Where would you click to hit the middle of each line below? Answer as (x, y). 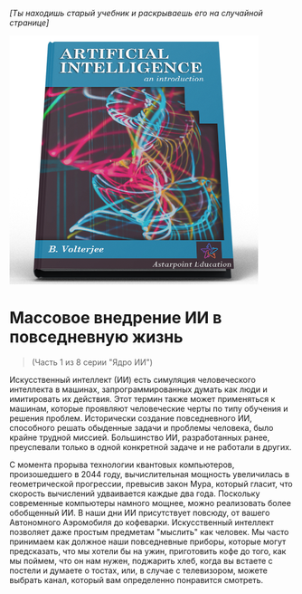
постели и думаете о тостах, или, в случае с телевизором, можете (139, 570)
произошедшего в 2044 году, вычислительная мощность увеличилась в (150, 474)
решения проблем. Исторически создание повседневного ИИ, (131, 418)
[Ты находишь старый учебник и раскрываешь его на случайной (137, 13)
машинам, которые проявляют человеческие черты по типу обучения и (149, 408)
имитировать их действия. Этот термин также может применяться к (142, 398)
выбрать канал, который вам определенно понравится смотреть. (137, 580)
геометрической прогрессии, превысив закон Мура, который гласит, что (151, 484)
